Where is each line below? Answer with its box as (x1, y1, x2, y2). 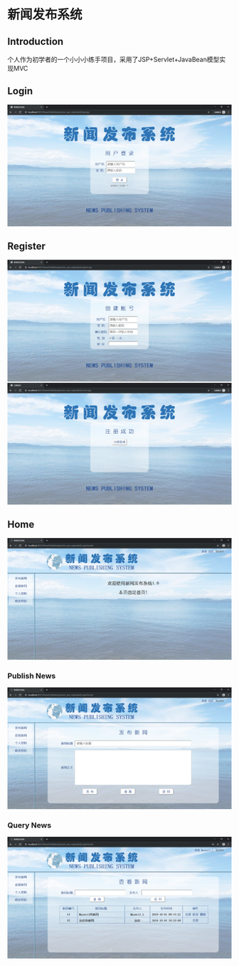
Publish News (7, 671, 56, 681)
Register (7, 240, 46, 253)
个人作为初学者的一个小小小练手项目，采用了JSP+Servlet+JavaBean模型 (7, 55, 220, 63)
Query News (7, 820, 52, 830)
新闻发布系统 (7, 6, 83, 23)
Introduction (7, 35, 64, 47)
